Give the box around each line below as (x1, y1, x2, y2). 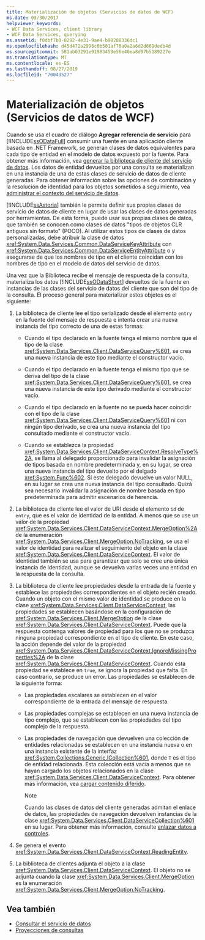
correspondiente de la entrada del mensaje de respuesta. (24, 698, 170, 705)
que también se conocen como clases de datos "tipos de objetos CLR (6, 221, 182, 228)
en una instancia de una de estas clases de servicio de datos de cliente (6, 170, 187, 177)
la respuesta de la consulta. (15, 570, 85, 578)
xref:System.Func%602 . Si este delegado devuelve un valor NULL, (24, 474, 193, 481)
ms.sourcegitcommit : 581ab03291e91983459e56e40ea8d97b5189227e (6, 49, 171, 55)
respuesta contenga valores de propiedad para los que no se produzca (15, 627, 195, 635)
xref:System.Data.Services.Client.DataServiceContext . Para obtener (24, 774, 196, 781)
